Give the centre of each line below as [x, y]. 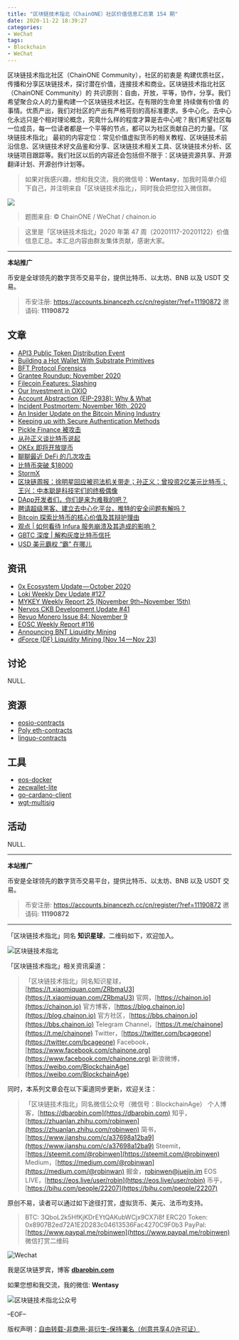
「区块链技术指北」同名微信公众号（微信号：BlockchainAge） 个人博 [126, 1104]
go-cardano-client [44, 795]
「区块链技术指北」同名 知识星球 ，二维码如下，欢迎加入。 [92, 935]
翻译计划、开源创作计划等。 [48, 164]
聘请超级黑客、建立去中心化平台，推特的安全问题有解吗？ [102, 508]
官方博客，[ [100, 1006]
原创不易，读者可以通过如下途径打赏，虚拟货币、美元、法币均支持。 [107, 1202]
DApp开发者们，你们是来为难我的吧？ [73, 499]
